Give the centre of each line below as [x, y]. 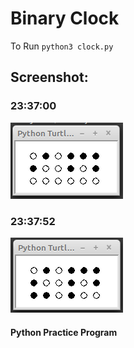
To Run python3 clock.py [62, 46]
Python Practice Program [64, 332]
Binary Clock [65, 18]
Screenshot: [49, 77]
